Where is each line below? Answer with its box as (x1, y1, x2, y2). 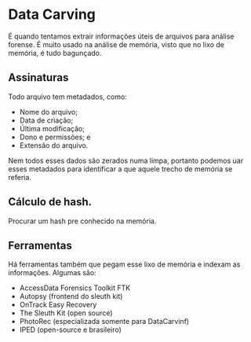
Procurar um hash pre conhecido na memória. (8, 216, 157, 226)
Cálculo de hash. (8, 195, 93, 209)
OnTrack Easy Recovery (19, 300, 97, 310)
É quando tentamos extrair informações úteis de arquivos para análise (8, 31, 235, 41)
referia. (8, 172, 31, 182)
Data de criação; (19, 116, 74, 125)
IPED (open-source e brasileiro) (19, 325, 122, 335)
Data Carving (8, 6, 96, 24)
